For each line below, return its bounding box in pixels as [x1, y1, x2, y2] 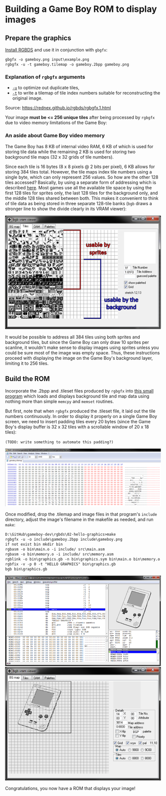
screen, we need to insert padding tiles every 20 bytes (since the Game [5, 418, 151, 424]
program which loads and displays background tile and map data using [5, 393, 150, 399]
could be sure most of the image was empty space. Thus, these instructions [5, 349, 160, 355]
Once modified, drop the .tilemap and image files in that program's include [5, 511, 157, 517]
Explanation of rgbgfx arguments [5, 73, 85, 80]
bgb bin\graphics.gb [5, 567, 48, 571]
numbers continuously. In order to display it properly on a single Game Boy [5, 413, 157, 419]
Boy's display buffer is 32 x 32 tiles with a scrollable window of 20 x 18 [5, 424, 149, 430]
